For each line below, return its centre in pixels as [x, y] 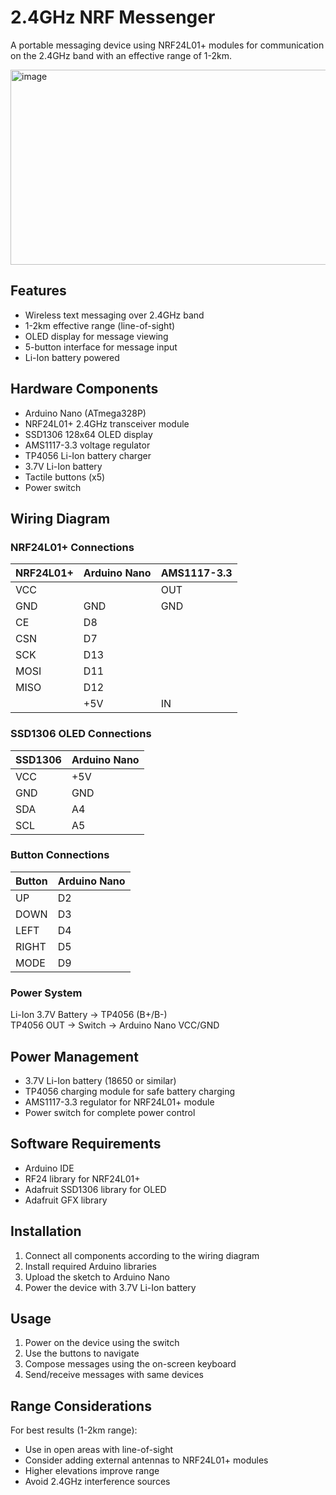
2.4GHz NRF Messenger [113, 17]
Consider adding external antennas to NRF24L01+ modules [146, 1460]
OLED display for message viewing [96, 336]
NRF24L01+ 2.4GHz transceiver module [107, 423]
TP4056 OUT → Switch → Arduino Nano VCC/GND [115, 1025]
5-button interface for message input [101, 347]
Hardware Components [84, 389]
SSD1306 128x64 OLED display [88, 434]
